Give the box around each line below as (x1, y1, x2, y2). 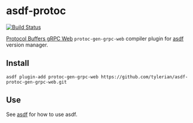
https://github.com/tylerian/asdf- (101, 74, 188, 80)
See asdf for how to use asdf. (6, 111, 78, 118)
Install (6, 58, 29, 68)
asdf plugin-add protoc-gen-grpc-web (6, 74, 99, 80)
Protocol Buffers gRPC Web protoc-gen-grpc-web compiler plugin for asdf (6, 35, 184, 42)
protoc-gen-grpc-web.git (6, 79, 67, 85)
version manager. (6, 41, 48, 48)
